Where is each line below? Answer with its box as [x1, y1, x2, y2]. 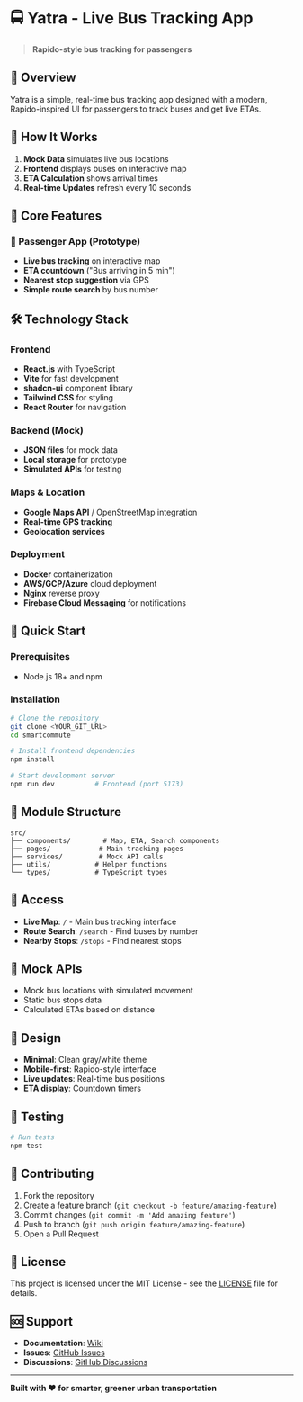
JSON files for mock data [22, 445, 118, 455]
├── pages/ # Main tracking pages [10, 844, 183, 853]
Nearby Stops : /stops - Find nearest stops [22, 935, 183, 946]
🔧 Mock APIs [10, 961, 83, 976]
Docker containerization [22, 569, 113, 580]
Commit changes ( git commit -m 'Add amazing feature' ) [22, 1209, 236, 1220]
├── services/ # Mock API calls [10, 852, 165, 861]
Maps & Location [10, 486, 85, 499]
